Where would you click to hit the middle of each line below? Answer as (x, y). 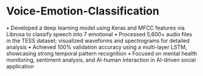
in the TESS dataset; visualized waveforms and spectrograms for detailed (98, 40)
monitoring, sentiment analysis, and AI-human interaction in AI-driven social (101, 60)
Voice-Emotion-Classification (83, 11)
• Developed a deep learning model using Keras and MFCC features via (95, 28)
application (20, 66)
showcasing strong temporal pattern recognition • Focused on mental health (102, 53)
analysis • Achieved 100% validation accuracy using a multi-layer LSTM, (97, 47)
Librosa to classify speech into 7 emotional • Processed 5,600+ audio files (99, 34)
